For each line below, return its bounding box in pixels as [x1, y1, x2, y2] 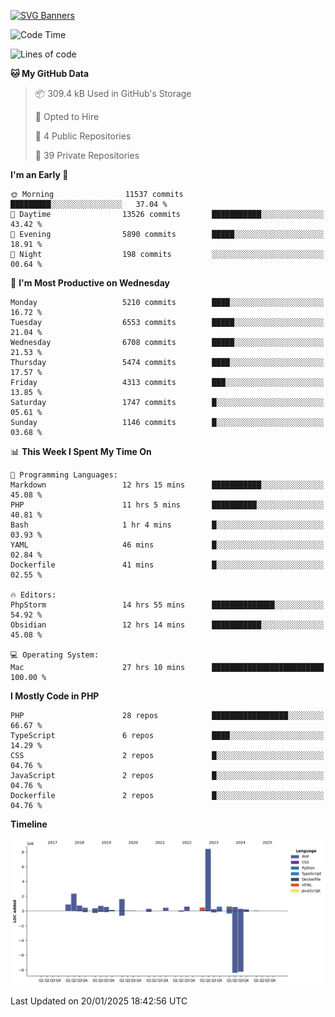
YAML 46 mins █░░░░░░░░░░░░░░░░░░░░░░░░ [10, 540, 325, 550]
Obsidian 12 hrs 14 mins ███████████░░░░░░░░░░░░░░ [10, 620, 325, 630]
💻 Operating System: [10, 650, 100, 660]
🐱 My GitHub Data [10, 68, 90, 79]
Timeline [10, 818, 48, 830]
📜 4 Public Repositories [34, 130, 132, 142]
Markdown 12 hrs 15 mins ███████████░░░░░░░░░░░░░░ [10, 480, 325, 490]
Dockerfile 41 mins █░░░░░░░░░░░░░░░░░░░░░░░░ [10, 560, 325, 570]
